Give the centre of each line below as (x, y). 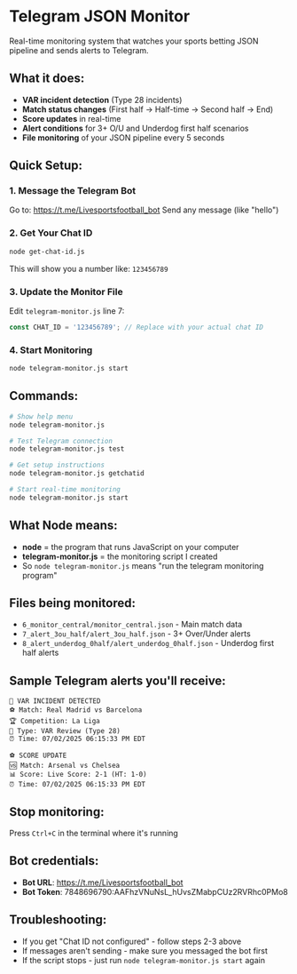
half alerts (40, 653)
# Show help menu (41, 416)
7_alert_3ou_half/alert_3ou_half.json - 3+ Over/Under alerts (136, 634)
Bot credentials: (54, 861)
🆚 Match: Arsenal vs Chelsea (65, 766)
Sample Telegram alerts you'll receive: (117, 680)
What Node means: (63, 526)
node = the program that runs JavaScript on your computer (130, 547)
